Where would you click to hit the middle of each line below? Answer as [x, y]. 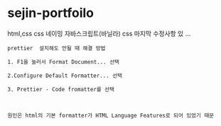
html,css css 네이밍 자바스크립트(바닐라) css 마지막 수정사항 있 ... [99, 33]
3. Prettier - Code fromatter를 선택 [61, 89]
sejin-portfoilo [51, 13]
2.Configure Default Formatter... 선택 [65, 76]
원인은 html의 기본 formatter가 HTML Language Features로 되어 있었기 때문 [111, 115]
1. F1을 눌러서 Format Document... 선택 [63, 62]
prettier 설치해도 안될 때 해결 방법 [56, 48]
